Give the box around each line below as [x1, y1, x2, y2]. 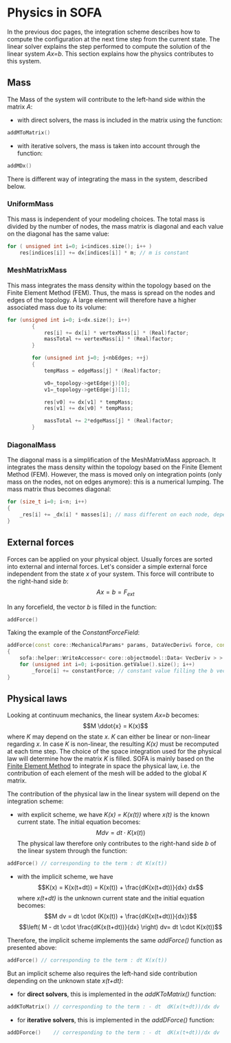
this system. [7, 56, 42, 65]
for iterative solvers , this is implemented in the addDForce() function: [16, 1016, 215, 1024]
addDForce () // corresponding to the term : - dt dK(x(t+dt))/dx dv [7, 1029, 220, 1036]
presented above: [7, 944, 57, 952]
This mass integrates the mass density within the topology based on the [7, 281, 211, 289]
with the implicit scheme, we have [16, 873, 113, 881]
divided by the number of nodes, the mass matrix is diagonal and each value [7, 222, 223, 230]
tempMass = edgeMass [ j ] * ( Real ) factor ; [43, 367, 162, 374]
